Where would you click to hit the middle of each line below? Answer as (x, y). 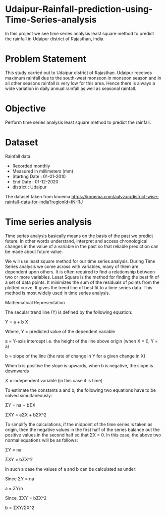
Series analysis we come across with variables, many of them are (72, 266)
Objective (26, 109)
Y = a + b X (17, 322)
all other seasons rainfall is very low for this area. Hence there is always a (80, 83)
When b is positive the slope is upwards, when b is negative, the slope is (79, 365)
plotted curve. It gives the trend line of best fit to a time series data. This (79, 287)
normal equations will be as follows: (42, 440)
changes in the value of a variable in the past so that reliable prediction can (82, 246)
